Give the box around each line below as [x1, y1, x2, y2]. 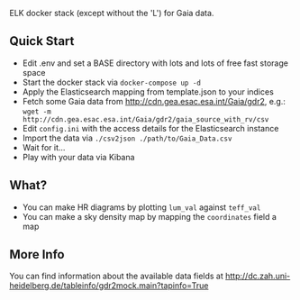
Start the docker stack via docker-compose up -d [22, 77, 201, 87]
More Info [9, 247, 65, 262]
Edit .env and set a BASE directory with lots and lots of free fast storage [22, 58, 288, 68]
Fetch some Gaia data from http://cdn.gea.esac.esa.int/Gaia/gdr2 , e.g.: [22, 95, 286, 106]
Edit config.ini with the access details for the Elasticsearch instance [22, 123, 279, 133]
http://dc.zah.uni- [224, 270, 291, 282]
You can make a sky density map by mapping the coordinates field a [22, 211, 277, 222]
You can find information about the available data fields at [9, 270, 223, 282]
